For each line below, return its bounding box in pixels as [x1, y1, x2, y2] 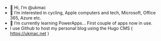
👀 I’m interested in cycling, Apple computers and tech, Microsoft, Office [9, 10, 156, 16]
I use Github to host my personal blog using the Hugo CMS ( [9, 25, 133, 31]
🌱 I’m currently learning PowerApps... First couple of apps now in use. [9, 20, 153, 26]
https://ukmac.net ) [9, 31, 50, 36]
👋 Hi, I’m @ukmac [9, 5, 46, 10]
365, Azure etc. [9, 15, 42, 20]
